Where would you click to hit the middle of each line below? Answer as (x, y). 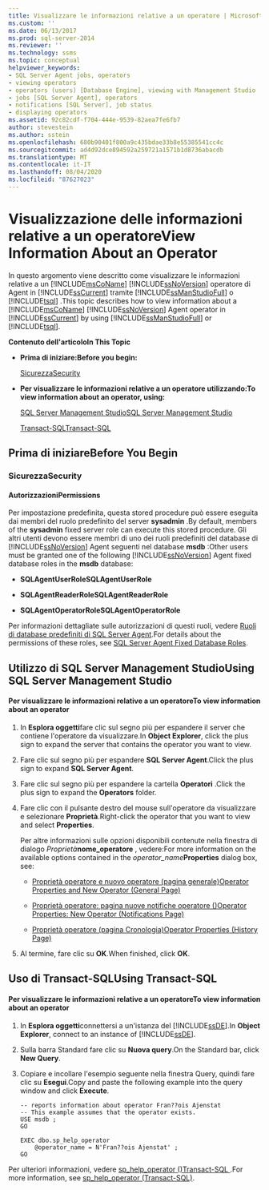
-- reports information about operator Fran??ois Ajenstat (120, 1105)
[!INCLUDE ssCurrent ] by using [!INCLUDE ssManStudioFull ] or (110, 318)
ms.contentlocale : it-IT (50, 165)
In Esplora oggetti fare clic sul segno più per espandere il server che (132, 727)
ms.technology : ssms (43, 53)
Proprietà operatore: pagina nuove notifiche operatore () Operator (139, 905)
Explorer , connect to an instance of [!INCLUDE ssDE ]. (108, 1034)
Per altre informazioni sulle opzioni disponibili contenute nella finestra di (139, 840)
